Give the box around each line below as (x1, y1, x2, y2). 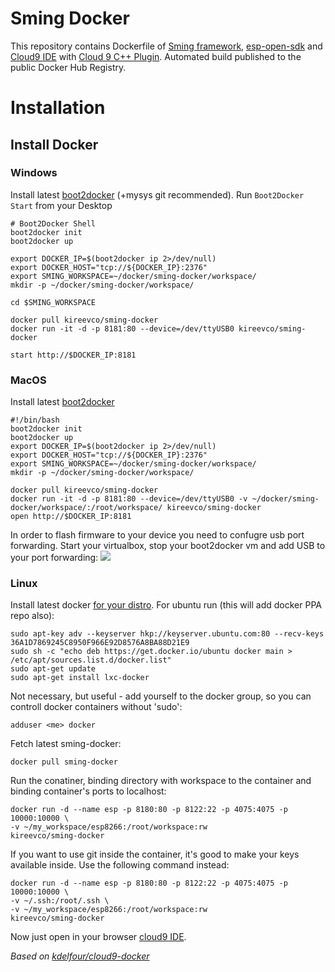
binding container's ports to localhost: (10, 785, 167, 797)
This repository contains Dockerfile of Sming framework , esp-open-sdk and (10, 40, 323, 52)
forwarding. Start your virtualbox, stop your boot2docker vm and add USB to (10, 540, 326, 552)
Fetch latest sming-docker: (10, 738, 122, 750)
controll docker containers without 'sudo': (10, 701, 183, 713)
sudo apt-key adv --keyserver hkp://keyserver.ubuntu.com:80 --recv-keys (10, 629, 325, 639)
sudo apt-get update (10, 664, 97, 674)
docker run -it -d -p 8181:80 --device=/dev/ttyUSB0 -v (10, 494, 248, 504)
